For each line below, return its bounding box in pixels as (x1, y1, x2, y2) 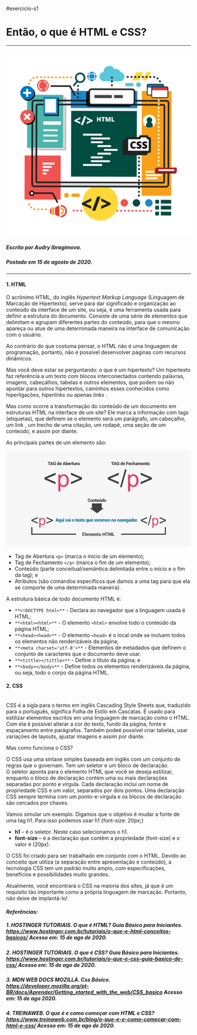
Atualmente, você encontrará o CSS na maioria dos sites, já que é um (6, 882, 174, 889)
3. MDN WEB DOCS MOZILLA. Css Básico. (6, 976, 110, 983)
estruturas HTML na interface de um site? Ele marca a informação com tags (6, 409, 189, 416)
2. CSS (6, 682, 23, 689)
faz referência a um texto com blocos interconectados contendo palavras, (6, 373, 185, 380)
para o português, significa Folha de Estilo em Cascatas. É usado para (6, 708, 176, 715)
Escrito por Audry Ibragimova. (6, 244, 82, 251)
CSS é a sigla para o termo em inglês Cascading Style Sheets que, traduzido (6, 702, 191, 709)
